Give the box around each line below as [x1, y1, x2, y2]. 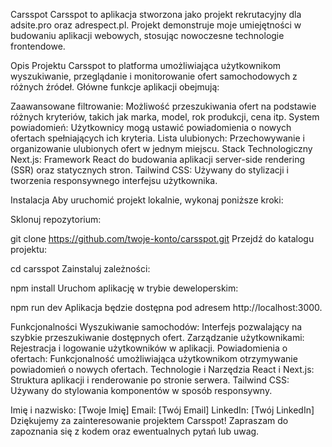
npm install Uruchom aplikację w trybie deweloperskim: [10, 282, 239, 294]
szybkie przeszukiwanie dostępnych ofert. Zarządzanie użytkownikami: [10, 332, 305, 343]
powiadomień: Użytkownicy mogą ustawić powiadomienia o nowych [10, 122, 292, 133]
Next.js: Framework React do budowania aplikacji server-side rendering [10, 154, 306, 165]
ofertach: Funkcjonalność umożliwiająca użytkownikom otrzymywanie [10, 353, 298, 364]
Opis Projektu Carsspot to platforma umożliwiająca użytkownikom [10, 60, 282, 71]
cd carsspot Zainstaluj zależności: [10, 263, 151, 274]
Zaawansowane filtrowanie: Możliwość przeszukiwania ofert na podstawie [10, 100, 317, 112]
